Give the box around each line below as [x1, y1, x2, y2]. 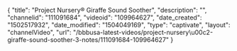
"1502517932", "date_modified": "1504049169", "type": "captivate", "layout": [7, 21, 231, 29]
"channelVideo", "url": [7, 28, 72, 36]
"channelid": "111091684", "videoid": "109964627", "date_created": [7, 13, 202, 22]
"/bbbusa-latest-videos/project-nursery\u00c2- [73, 28, 214, 36]
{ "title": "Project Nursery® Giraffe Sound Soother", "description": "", [7, 6, 207, 14]
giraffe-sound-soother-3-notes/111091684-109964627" [7, 36, 169, 44]
